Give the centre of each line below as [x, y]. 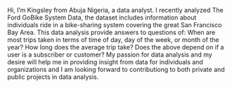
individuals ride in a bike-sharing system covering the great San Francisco [115, 25]
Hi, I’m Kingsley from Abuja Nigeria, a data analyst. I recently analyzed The [115, 10]
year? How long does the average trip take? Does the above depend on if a [116, 47]
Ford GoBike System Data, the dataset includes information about [102, 17]
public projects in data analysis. [53, 77]
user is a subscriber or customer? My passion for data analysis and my [110, 54]
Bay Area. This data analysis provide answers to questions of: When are [111, 32]
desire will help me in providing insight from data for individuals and [105, 62]
